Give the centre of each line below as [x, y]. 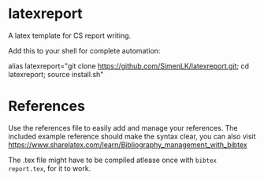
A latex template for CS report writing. [70, 35]
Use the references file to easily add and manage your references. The [123, 127]
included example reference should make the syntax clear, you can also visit [132, 136]
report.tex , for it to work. [50, 168]
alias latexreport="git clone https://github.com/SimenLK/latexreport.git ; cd [129, 66]
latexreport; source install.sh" [56, 74]
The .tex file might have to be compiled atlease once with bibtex [113, 160]
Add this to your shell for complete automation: [84, 50]
